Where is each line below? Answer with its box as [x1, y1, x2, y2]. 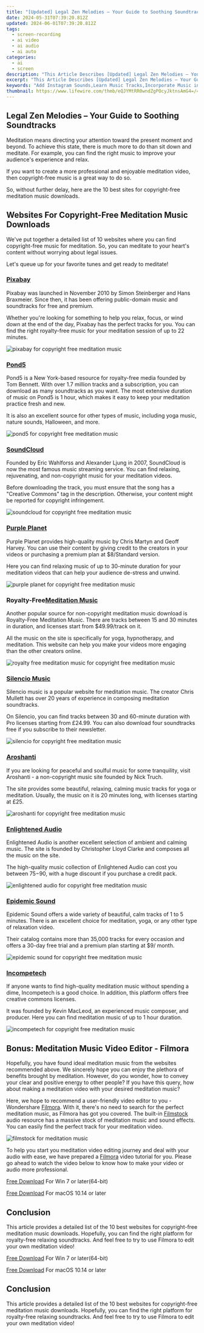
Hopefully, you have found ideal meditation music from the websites [6, 1060, 177, 1067]
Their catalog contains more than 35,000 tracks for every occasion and [6, 936, 185, 943]
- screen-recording [12, 32, 61, 38]
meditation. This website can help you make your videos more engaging [6, 640, 186, 648]
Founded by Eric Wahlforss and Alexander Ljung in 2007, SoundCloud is [6, 459, 186, 466]
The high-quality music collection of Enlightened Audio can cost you [6, 863, 178, 870]
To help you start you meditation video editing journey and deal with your [6, 1147, 189, 1154]
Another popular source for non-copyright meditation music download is [6, 609, 188, 617]
